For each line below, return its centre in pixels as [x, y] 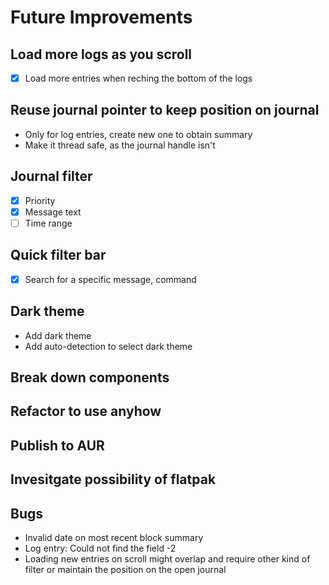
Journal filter [51, 176]
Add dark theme [58, 335]
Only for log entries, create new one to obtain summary [138, 134]
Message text [53, 212]
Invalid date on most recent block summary [114, 537]
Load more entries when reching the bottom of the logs [138, 78]
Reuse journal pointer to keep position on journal [165, 110]
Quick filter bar [58, 255]
